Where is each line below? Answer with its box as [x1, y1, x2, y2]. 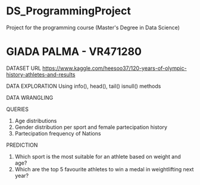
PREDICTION [6, 141, 38, 149]
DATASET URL [6, 64, 42, 72]
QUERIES [6, 106, 29, 113]
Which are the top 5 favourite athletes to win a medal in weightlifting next [14, 165, 194, 172]
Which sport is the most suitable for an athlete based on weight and [14, 153, 182, 160]
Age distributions [14, 117, 57, 124]
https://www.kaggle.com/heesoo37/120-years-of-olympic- [42, 64, 187, 72]
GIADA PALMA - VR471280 [6, 45, 142, 58]
